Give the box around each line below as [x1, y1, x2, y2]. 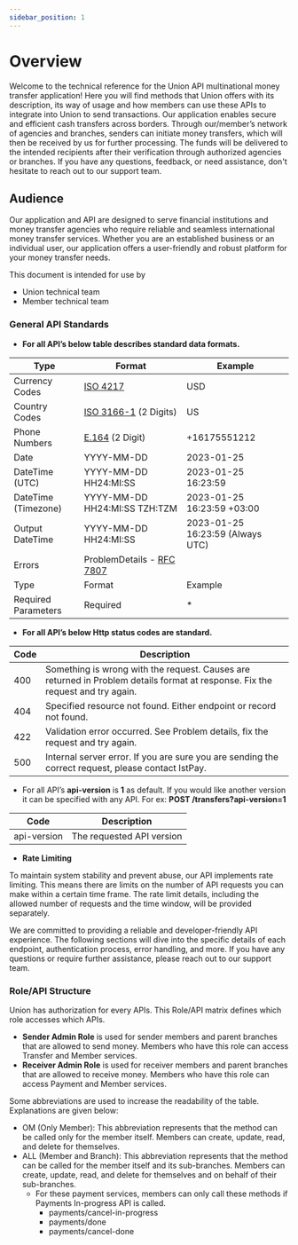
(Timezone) [13, 502, 62, 515]
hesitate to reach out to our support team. [9, 165, 162, 176]
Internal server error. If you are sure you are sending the [45, 751, 279, 763]
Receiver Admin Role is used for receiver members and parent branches [21, 1060, 288, 1070]
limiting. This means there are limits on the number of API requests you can [9, 879, 284, 890]
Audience [9, 191, 65, 206]
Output [13, 522, 43, 534]
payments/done [48, 1217, 106, 1227]
